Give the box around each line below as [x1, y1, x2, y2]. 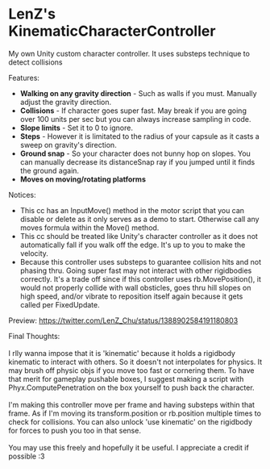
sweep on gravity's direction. [19, 140, 117, 149]
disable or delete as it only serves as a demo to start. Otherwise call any [19, 214, 260, 224]
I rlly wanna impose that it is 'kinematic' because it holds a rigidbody [8, 348, 236, 358]
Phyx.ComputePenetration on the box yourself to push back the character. [8, 383, 255, 392]
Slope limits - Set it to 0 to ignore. [19, 123, 133, 132]
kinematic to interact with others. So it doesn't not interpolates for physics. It [8, 357, 263, 366]
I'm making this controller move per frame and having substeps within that [8, 400, 255, 409]
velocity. [19, 248, 48, 258]
